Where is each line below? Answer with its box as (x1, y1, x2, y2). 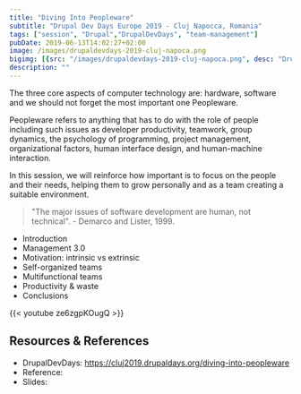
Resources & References (9, 333, 150, 349)
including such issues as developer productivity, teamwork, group (9, 124, 253, 134)
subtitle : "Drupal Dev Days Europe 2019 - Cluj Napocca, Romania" (9, 21, 262, 30)
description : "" (9, 64, 70, 73)
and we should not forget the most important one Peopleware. (9, 97, 239, 107)
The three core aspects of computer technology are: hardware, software (9, 87, 277, 98)
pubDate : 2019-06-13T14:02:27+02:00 (9, 38, 146, 47)
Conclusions (21, 290, 69, 301)
